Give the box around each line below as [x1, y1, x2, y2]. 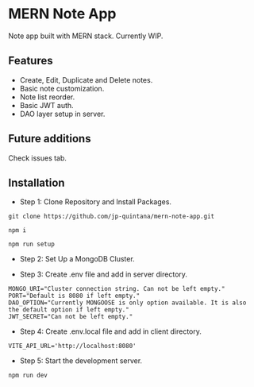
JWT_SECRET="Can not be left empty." [8, 313, 133, 321]
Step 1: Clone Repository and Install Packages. [19, 197, 172, 207]
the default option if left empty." [8, 306, 129, 314]
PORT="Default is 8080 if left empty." [8, 292, 140, 300]
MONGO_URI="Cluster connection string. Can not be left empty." [8, 285, 225, 293]
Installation [8, 176, 65, 189]
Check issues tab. [8, 153, 67, 163]
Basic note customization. [19, 83, 105, 93]
